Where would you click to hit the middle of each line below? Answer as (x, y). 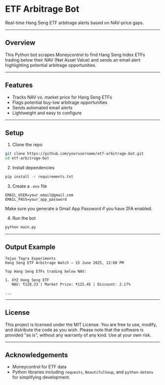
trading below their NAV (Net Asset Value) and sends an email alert (73, 60)
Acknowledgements (37, 355)
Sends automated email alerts (42, 107)
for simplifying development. (41, 377)
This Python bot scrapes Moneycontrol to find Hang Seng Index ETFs (75, 55)
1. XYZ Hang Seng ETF (27, 280)
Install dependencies (33, 168)
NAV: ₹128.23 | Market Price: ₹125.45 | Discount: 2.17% (71, 284)
